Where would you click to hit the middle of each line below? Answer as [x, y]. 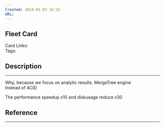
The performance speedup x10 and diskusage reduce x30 [64, 97]
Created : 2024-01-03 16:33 [33, 10]
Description [23, 66]
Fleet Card [21, 34]
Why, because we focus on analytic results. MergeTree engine [68, 83]
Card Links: [17, 46]
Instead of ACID [21, 88]
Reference [21, 113]
